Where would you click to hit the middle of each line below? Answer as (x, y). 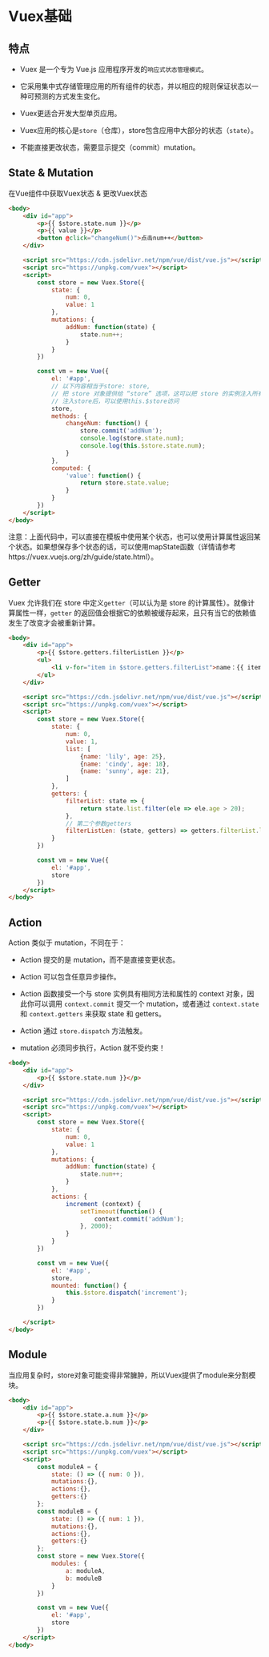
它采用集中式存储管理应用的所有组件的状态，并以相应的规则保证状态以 (136, 86)
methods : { (69, 416)
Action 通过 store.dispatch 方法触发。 (83, 1031)
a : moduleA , (85, 1571)
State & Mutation (51, 173)
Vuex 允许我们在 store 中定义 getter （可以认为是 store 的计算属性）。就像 (128, 602)
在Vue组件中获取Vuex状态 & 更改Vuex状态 (78, 193)
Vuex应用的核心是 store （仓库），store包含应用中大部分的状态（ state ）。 (139, 130)
